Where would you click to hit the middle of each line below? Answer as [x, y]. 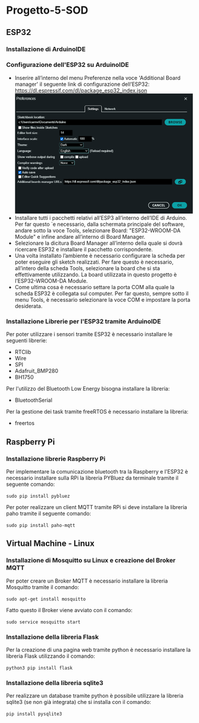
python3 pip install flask [39, 668]
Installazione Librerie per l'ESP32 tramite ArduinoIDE [84, 321]
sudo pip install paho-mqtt [41, 526]
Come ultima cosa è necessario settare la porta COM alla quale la [94, 287]
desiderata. [28, 306]
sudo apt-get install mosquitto [46, 599]
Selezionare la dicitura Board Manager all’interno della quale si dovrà [98, 243]
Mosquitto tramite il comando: [43, 587]
